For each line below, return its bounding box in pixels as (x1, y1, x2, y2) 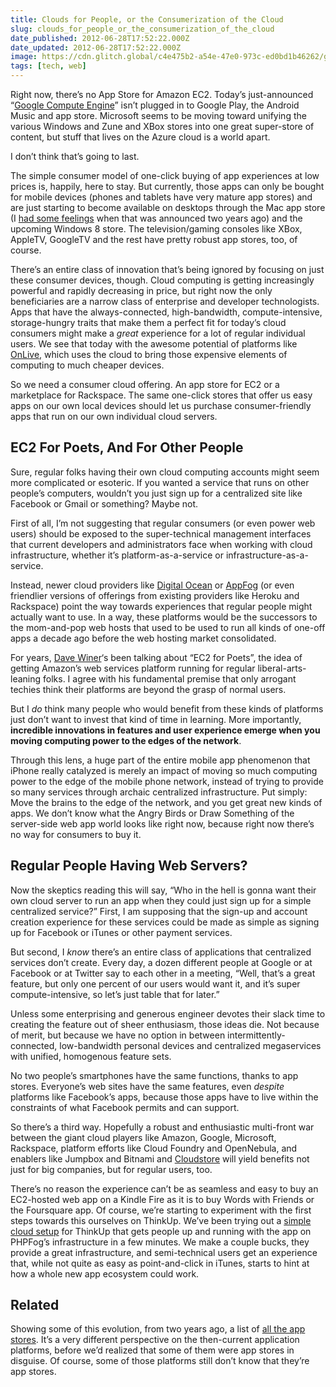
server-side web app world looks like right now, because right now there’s (10, 817, 315, 830)
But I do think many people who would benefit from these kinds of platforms (10, 702, 324, 715)
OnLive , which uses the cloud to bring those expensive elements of (10, 349, 288, 360)
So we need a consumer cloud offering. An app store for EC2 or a (10, 379, 280, 390)
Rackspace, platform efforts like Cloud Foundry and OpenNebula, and (10, 1142, 298, 1154)
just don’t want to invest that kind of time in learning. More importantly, (10, 713, 302, 725)
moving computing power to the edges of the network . (10, 734, 242, 746)
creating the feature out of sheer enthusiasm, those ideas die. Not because (10, 1018, 320, 1030)
